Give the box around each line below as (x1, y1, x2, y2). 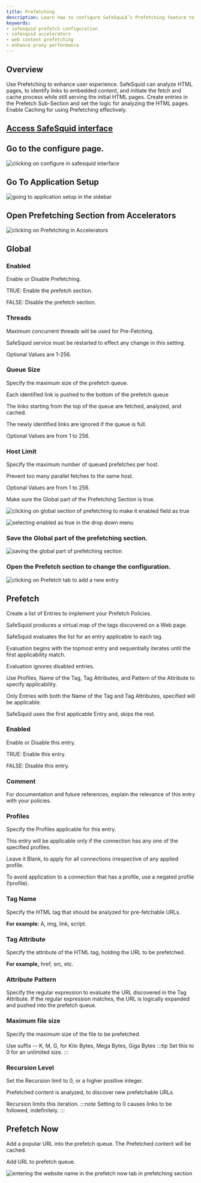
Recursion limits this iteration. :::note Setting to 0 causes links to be (6, 1100, 172, 1107)
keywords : (6, 20, 31, 26)
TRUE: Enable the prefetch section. (6, 287, 93, 294)
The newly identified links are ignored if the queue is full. (6, 420, 147, 428)
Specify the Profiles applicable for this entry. (6, 826, 116, 833)
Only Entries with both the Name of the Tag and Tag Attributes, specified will (6, 692, 196, 700)
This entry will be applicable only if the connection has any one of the (6, 837, 178, 844)
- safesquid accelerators (6, 31, 71, 37)
